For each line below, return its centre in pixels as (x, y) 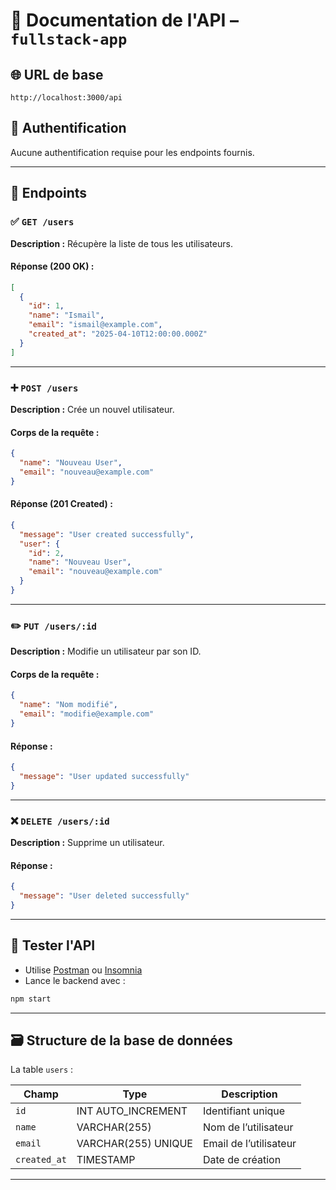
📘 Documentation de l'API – (125, 20)
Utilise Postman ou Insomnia (83, 970)
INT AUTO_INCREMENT (132, 1111)
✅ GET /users (42, 222)
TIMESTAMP (106, 1160)
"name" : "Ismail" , (66, 315)
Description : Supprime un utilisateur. (87, 843)
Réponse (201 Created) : (61, 504)
